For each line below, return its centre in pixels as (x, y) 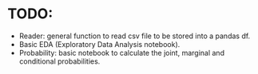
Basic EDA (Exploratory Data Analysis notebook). (99, 44)
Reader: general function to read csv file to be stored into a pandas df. (135, 36)
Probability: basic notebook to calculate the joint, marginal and (122, 53)
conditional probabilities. (60, 61)
